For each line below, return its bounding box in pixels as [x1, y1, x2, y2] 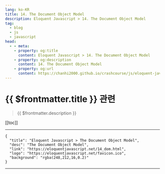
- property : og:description [14, 57, 71, 62]
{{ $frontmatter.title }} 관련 [5, 94, 115, 105]
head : [5, 39, 16, 44]
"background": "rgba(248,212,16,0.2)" [9, 155, 89, 160]
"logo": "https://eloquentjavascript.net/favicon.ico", [9, 150, 126, 156]
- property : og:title [14, 48, 58, 53]
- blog [9, 25, 23, 30]
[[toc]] [5, 120, 18, 125]
